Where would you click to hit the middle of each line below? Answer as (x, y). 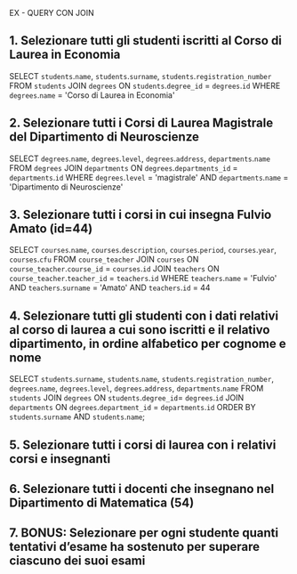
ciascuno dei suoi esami (77, 561)
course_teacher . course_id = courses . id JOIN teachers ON (114, 269)
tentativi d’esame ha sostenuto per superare (135, 547)
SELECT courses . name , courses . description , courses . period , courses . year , (143, 250)
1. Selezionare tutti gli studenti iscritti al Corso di (146, 40)
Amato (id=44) (51, 229)
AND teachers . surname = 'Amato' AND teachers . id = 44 (110, 287)
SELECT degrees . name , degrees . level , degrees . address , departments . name (140, 158)
